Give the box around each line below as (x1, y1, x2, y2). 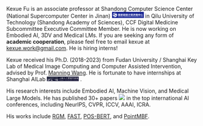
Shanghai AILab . (6, 76, 82, 83)
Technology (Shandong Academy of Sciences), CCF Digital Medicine (6, 19, 179, 26)
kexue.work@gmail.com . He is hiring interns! (6, 45, 118, 52)
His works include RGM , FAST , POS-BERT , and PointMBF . (6, 113, 150, 120)
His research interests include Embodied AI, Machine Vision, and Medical (6, 87, 189, 94)
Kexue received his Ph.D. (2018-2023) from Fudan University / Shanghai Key (6, 56, 197, 64)
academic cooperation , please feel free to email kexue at (6, 38, 150, 45)
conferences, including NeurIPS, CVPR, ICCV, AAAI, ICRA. (6, 101, 151, 108)
